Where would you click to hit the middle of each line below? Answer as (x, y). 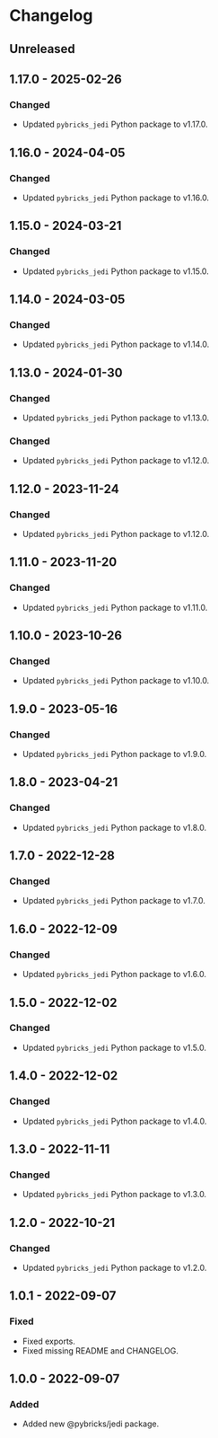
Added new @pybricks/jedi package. (91, 1424)
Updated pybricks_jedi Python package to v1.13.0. (116, 418)
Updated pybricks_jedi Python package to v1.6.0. (114, 975)
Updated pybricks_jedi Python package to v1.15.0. (115, 271)
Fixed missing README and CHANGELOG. (100, 1350)
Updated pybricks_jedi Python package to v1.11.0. (115, 607)
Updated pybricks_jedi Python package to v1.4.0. (114, 1121)
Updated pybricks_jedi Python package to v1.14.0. (116, 344)
